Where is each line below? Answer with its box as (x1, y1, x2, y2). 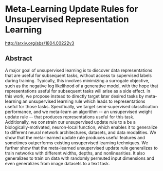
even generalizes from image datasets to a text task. (5, 160, 110, 166)
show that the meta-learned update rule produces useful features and (5, 134, 145, 140)
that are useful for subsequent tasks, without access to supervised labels (5, 72, 152, 78)
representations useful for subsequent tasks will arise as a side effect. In (5, 88, 151, 94)
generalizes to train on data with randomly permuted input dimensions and (5, 155, 155, 161)
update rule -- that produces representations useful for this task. (5, 114, 135, 120)
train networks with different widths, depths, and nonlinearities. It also (5, 150, 145, 156)
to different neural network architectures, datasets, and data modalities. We (5, 129, 157, 135)
